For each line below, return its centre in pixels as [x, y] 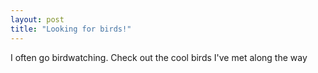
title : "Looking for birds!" [71, 29]
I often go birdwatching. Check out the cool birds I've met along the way [159, 57]
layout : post [37, 19]
